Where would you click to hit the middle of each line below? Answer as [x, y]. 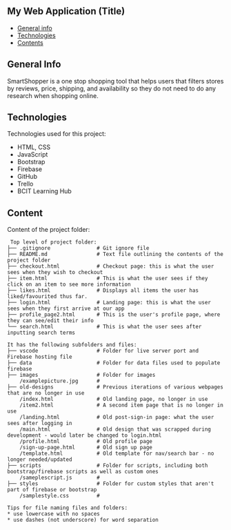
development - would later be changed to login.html [84, 435]
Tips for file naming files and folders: [68, 508]
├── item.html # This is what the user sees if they [108, 279]
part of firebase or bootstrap [52, 490]
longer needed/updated [40, 460]
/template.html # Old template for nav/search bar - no [117, 454]
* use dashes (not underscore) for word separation [83, 520]
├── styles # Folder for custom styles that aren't [111, 484]
